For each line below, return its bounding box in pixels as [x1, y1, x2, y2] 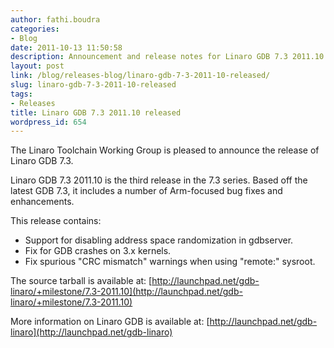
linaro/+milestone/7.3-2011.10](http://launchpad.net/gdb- [10, 286, 243, 298]
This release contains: [10, 215, 102, 227]
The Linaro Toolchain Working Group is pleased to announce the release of [10, 144, 320, 156]
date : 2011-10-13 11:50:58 [10, 42, 123, 53]
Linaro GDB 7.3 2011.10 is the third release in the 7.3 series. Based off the [10, 174, 308, 186]
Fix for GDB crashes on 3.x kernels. [24, 245, 172, 257]
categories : [10, 24, 60, 34]
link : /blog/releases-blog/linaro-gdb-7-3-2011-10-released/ [10, 71, 271, 81]
